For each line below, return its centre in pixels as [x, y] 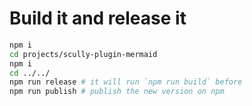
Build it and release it [98, 18]
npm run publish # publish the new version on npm [117, 92]
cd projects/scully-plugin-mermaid [83, 54]
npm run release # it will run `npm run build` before [126, 82]
